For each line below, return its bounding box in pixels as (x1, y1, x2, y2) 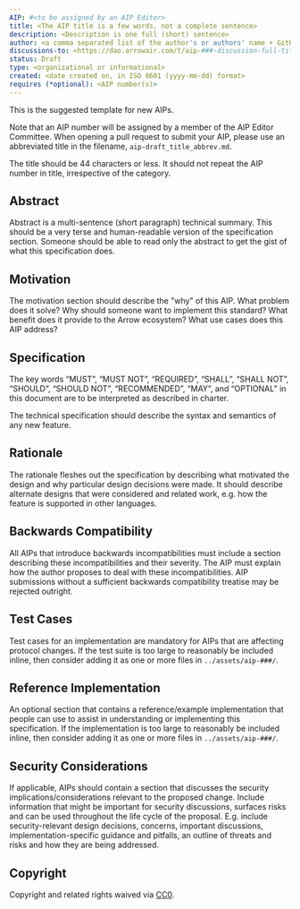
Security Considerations (9, 759, 149, 774)
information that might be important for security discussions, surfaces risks (9, 802, 287, 812)
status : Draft (9, 55, 62, 64)
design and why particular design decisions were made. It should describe (9, 478, 283, 489)
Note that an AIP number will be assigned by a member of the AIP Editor (9, 122, 274, 133)
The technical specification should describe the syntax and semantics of (9, 410, 277, 421)
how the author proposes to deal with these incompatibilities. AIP (9, 566, 248, 578)
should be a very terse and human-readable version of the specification (9, 227, 274, 237)
